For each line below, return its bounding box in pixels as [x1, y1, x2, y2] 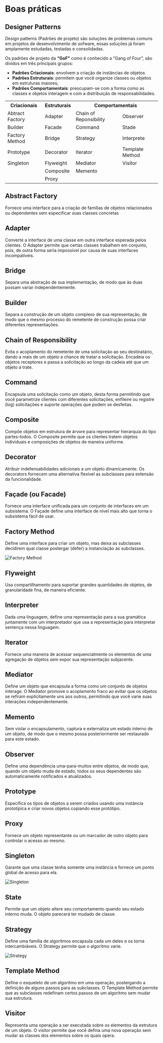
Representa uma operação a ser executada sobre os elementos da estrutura [5, 1022, 157, 1028]
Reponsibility [75, 116, 105, 122]
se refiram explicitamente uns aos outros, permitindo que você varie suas [5, 693, 152, 700]
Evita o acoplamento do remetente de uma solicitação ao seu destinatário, [5, 349, 153, 355]
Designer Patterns [5, 23, 62, 31]
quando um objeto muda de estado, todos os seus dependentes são [5, 768, 142, 774]
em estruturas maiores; [12, 80, 59, 86]
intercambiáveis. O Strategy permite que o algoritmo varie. [5, 943, 122, 949]
